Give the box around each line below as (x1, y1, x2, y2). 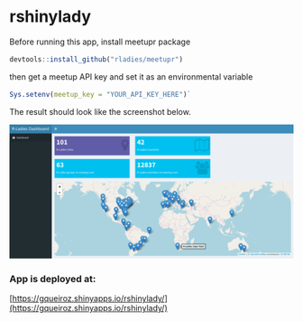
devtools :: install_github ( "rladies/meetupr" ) (9, 54, 183, 64)
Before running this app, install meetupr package (9, 36, 191, 47)
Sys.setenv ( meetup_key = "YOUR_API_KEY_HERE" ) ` (9, 90, 192, 99)
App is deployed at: (9, 272, 96, 285)
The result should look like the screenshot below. (9, 106, 191, 117)
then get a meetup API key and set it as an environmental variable (9, 71, 253, 82)
